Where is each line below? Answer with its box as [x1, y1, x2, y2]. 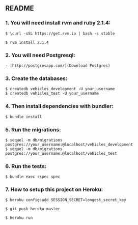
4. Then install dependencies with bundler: [5, 103, 114, 110]
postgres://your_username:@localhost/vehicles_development [5, 142, 133, 147]
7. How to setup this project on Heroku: [5, 186, 103, 193]
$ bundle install [5, 114, 42, 119]
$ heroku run [5, 215, 33, 220]
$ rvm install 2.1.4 [5, 40, 49, 45]
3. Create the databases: [5, 75, 68, 82]
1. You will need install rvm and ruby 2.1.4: [5, 19, 111, 26]
